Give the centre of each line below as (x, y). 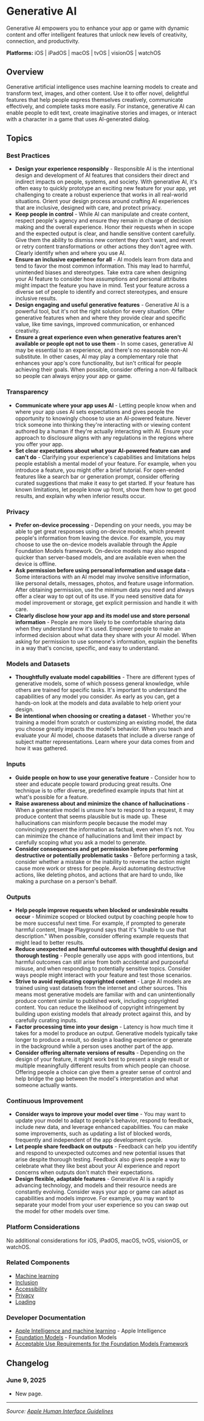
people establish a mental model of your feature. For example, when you (106, 463)
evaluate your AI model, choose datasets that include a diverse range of (105, 735)
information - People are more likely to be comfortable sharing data (100, 622)
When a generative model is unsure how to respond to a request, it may (104, 810)
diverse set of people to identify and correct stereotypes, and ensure (101, 292)
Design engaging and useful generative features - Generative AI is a (102, 305)
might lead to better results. (50, 942)
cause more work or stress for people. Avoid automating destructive (100, 868)
